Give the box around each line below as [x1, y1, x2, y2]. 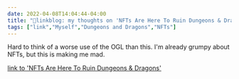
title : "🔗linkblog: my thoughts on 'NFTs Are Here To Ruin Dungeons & [7, 17, 221, 24]
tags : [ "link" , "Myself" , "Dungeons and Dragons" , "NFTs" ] [7, 23, 176, 30]
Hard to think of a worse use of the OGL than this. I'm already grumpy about [7, 43, 230, 51]
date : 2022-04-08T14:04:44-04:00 [7, 10, 107, 18]
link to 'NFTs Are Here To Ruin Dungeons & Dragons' [7, 64, 161, 73]
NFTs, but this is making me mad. [7, 50, 105, 59]
